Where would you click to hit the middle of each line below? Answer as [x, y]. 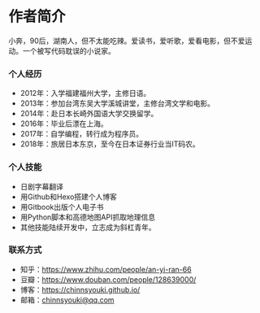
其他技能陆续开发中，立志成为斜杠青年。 [88, 227]
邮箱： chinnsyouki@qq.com [67, 300]
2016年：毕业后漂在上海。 [64, 124]
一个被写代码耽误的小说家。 [69, 50]
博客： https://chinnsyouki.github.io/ [80, 289]
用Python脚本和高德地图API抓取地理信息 [88, 217]
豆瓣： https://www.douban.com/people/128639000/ [108, 279]
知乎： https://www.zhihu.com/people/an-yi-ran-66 [106, 269]
